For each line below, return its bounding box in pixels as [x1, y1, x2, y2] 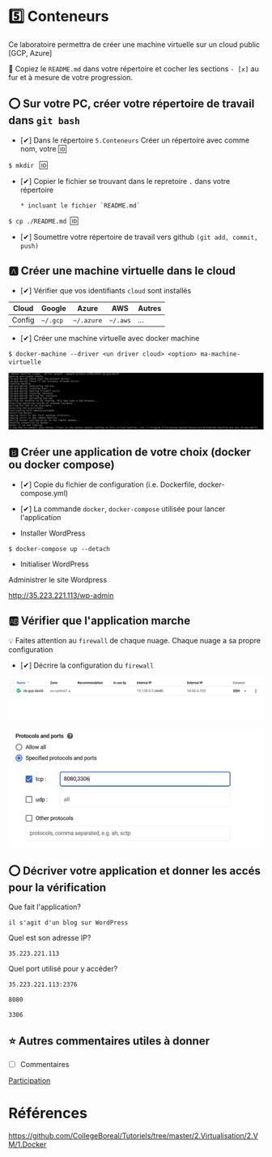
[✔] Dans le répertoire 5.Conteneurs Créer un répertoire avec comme [19, 135, 249, 145]
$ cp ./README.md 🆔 [8, 216, 79, 225]
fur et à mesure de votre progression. [8, 72, 134, 82]
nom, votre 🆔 [19, 143, 66, 153]
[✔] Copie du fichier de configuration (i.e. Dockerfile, [19, 480, 197, 489]
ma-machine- [200, 350, 241, 358]
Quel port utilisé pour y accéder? [8, 964, 118, 974]
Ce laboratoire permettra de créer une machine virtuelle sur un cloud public [8, 39, 261, 49]
